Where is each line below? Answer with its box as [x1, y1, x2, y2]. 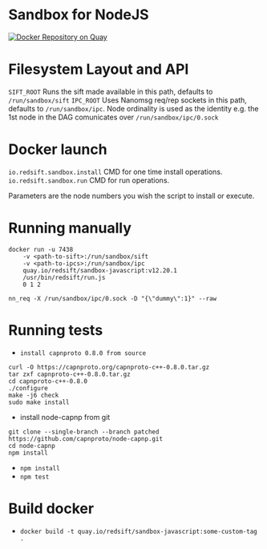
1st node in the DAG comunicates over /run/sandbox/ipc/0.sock [8, 112, 219, 122]
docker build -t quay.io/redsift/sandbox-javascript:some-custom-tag [19, 527, 258, 535]
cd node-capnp [8, 442, 56, 450]
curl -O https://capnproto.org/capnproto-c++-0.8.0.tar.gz [8, 363, 210, 371]
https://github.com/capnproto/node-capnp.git [8, 434, 163, 442]
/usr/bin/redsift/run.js [22, 273, 106, 281]
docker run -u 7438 [8, 245, 74, 253]
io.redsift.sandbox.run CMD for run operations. [8, 175, 170, 185]
